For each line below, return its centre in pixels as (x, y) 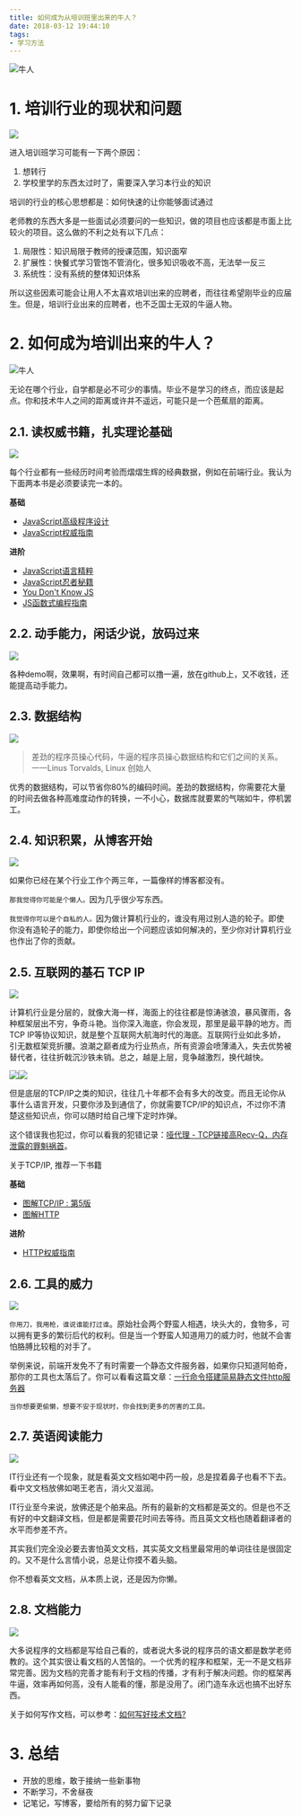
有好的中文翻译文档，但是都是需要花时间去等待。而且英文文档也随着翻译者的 (150, 1518)
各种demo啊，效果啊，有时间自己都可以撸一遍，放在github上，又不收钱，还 (149, 674)
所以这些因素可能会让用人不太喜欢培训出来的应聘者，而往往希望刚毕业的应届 (150, 293)
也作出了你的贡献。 (45, 941)
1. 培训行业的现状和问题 (95, 109)
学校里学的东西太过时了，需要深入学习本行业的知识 (116, 183)
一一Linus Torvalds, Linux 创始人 (91, 767)
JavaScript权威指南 (58, 532)
